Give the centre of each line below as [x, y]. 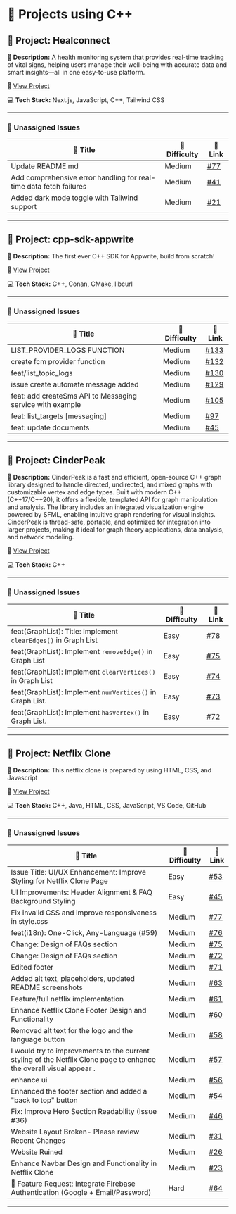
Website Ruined [37, 1152]
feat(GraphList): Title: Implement [64, 631]
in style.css [29, 921]
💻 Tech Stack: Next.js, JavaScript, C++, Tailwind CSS [86, 100]
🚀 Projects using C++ [70, 14]
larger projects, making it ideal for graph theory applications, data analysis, [116, 530]
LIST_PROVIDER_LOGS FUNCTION [68, 350]
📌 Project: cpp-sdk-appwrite [71, 239]
